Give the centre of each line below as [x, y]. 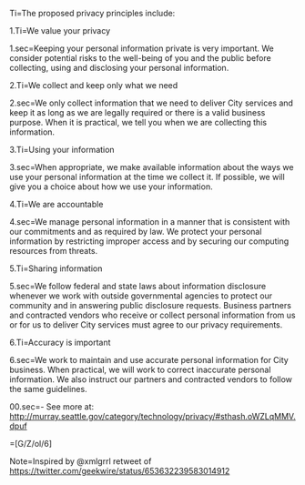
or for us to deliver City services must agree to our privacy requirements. [146, 325]
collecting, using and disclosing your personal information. [119, 68]
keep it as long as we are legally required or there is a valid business [137, 112]
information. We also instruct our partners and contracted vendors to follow [151, 379]
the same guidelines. [49, 389]
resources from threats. [54, 251]
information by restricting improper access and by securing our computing [149, 241]
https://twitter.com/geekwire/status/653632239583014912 [120, 471]
